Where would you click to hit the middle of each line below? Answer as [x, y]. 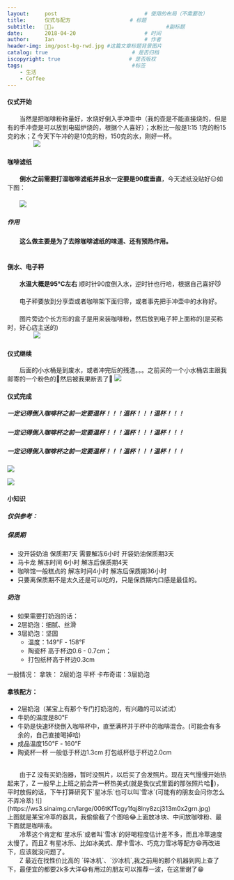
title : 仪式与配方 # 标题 [77, 20]
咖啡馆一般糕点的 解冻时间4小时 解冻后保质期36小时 [92, 571]
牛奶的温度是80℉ [42, 717]
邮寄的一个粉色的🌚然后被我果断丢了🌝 [60, 379]
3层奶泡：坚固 [38, 634]
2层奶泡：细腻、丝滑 [47, 625]
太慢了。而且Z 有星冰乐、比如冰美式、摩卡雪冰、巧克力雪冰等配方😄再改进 [114, 843]
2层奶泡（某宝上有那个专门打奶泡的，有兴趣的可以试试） [99, 708]
